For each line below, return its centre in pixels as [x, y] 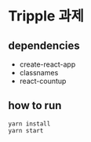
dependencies [44, 45]
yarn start [26, 130]
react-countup [43, 81]
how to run [35, 106]
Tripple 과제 [46, 16]
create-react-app [47, 64]
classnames [39, 73]
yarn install [29, 124]
